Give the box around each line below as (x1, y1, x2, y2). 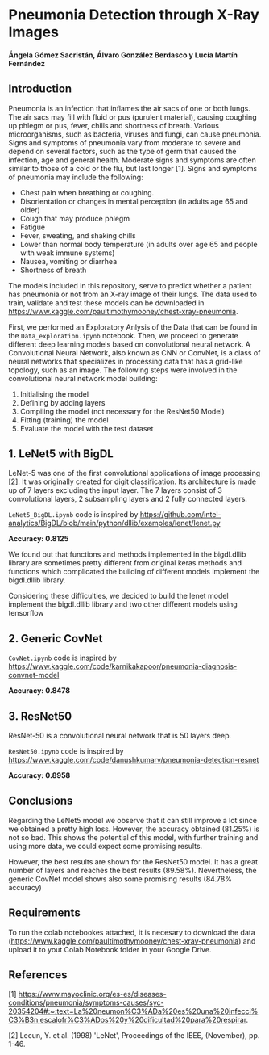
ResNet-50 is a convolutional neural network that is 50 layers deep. (8, 731, 232, 741)
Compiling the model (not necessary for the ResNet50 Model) (19, 406, 226, 416)
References (8, 968, 68, 982)
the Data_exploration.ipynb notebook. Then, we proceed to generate (8, 330, 239, 340)
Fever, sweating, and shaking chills (19, 230, 136, 240)
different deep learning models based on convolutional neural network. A (8, 339, 251, 349)
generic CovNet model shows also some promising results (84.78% (8, 874, 232, 884)
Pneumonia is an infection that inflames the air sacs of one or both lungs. (8, 103, 251, 113)
